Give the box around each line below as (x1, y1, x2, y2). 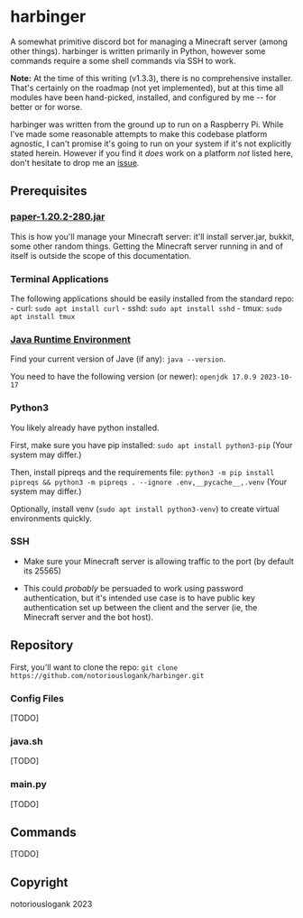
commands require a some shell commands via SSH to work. (10, 55, 236, 66)
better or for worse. (10, 101, 83, 112)
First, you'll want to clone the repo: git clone (10, 661, 179, 673)
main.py (10, 778, 48, 791)
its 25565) (23, 565, 62, 576)
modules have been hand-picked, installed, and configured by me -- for (10, 92, 277, 103)
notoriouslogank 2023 (10, 899, 93, 910)
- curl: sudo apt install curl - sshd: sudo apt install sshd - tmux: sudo (10, 302, 282, 313)
